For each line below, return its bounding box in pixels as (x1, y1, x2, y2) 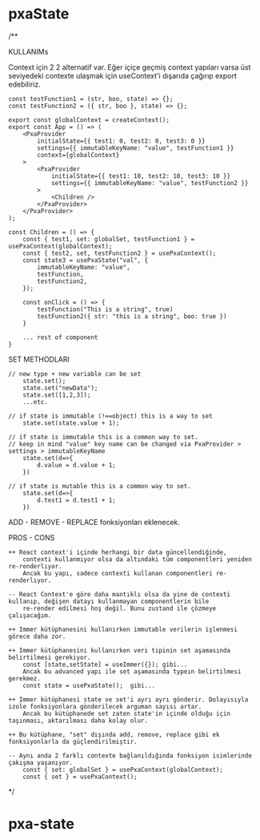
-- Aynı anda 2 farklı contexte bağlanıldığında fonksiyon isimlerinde (8, 751, 252, 760)
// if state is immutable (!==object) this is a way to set (8, 412, 214, 420)
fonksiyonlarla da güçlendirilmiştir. (8, 737, 138, 745)
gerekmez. (8, 674, 42, 682)
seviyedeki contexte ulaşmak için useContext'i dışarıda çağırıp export (8, 71, 238, 80)
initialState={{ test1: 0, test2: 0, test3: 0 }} (37, 137, 206, 145)
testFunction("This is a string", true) (37, 305, 174, 313)
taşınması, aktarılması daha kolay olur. (8, 717, 149, 725)
